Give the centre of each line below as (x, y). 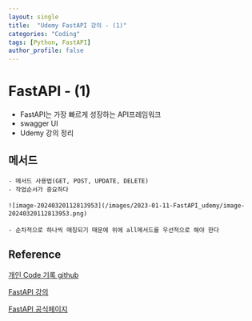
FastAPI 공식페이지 (38, 309)
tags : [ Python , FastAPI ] (50, 42)
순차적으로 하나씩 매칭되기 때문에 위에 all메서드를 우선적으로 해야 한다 (118, 230)
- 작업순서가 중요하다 (38, 189)
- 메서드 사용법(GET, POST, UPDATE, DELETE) (79, 181)
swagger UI (39, 123)
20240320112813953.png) (48, 213)
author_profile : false (46, 51)
